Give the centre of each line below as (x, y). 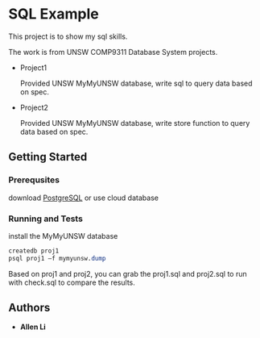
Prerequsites (34, 180)
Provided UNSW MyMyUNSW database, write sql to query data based (136, 83)
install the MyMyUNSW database (63, 236)
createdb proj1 (34, 251)
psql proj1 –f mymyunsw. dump (57, 258)
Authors (29, 308)
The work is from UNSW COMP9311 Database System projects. (113, 52)
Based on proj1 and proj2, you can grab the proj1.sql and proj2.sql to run (128, 273)
